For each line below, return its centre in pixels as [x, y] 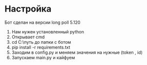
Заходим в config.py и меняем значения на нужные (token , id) [77, 52]
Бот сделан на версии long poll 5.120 [42, 22]
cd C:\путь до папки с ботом [41, 42]
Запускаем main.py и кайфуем [43, 57]
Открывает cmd [28, 37]
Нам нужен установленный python [48, 32]
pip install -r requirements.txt [41, 47]
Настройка [28, 9]
